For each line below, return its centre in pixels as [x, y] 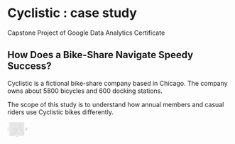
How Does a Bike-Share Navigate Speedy [100, 55]
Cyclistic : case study [72, 13]
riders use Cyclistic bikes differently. [60, 112]
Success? [29, 66]
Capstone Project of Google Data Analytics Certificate [86, 33]
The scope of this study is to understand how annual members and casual [116, 104]
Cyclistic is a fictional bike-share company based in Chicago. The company [118, 83]
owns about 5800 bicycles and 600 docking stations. [85, 91]
